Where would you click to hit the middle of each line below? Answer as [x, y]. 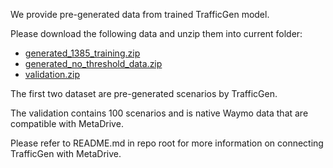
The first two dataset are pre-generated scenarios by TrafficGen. [144, 93]
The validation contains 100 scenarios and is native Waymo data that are [159, 113]
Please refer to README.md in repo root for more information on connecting [167, 143]
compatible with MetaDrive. [67, 123]
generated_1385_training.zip [82, 53]
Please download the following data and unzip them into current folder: [156, 33]
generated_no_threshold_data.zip [93, 63]
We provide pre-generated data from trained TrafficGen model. [140, 14]
